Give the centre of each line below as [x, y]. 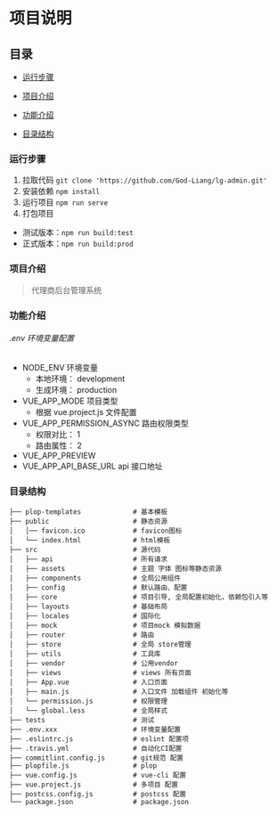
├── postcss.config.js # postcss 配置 [98, 795]
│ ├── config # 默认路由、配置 [98, 588]
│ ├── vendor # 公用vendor [94, 664]
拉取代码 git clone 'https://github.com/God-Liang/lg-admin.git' [145, 180]
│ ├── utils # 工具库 [85, 654]
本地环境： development [80, 379]
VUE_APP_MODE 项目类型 [70, 401]
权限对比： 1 [58, 434]
